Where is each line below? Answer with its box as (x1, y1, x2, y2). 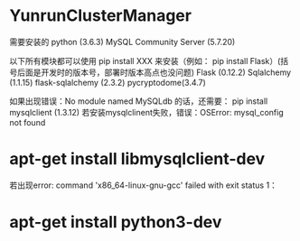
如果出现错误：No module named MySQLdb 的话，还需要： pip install (9, 96, 268, 107)
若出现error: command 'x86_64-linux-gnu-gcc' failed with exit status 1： (9, 180, 278, 190)
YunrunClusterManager (9, 5, 192, 26)
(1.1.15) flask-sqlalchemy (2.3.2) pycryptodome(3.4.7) (9, 77, 206, 88)
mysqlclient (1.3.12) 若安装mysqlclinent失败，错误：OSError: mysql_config (9, 107, 284, 117)
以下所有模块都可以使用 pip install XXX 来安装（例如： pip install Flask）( (9, 55, 281, 66)
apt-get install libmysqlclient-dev (9, 149, 266, 170)
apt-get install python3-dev (9, 212, 222, 233)
